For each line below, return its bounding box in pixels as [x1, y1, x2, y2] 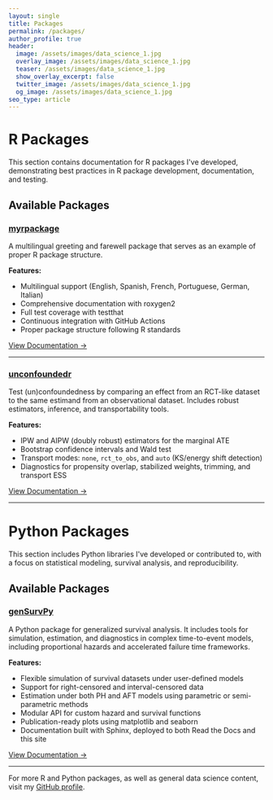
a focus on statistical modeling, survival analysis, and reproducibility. [8, 558, 239, 568]
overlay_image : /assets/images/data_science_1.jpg [15, 58, 191, 66]
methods [58, 699, 89, 709]
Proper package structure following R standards [19, 324, 181, 334]
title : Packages [8, 20, 63, 28]
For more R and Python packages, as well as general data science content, [8, 773, 258, 783]
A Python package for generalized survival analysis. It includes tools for [8, 624, 249, 634]
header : [8, 42, 35, 51]
